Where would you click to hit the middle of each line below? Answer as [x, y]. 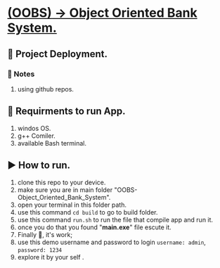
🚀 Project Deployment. [57, 54]
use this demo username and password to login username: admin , [111, 242]
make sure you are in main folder [65, 190]
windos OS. [34, 128]
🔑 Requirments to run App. [66, 111]
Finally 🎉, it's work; [45, 234]
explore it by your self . [51, 257]
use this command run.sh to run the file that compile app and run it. [115, 219]
